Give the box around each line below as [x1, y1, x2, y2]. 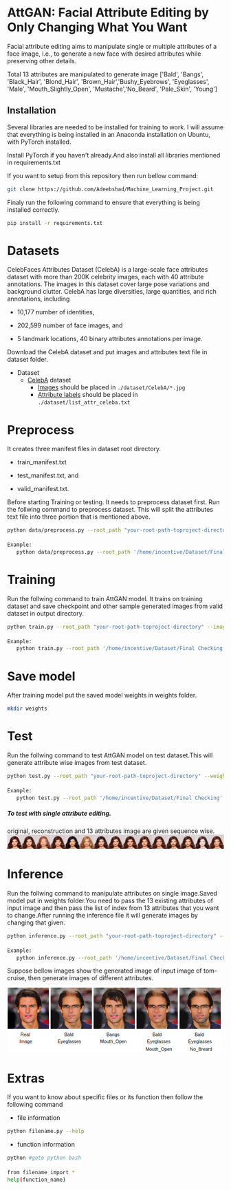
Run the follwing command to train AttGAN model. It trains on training [7, 594, 203, 603]
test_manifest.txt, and [16, 471, 79, 479]
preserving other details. [7, 56, 77, 65]
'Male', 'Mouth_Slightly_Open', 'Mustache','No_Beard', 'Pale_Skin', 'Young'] [7, 85, 218, 93]
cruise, [7, 974, 27, 982]
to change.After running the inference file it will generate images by [7, 911, 198, 919]
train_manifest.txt [16, 458, 67, 466]
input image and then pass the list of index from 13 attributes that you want [7, 903, 219, 912]
